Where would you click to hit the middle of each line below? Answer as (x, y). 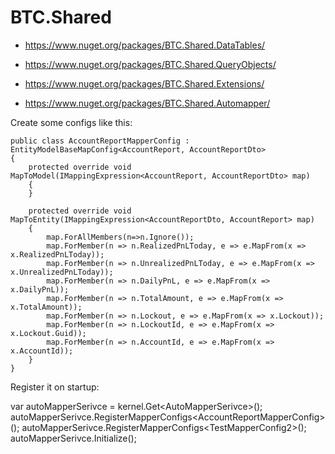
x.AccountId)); (42, 351)
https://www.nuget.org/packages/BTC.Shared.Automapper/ (147, 103)
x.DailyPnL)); (40, 289)
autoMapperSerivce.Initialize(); (73, 438)
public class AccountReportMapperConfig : (100, 141)
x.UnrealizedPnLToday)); (62, 272)
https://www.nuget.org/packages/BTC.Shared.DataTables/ (145, 45)
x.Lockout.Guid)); (48, 333)
